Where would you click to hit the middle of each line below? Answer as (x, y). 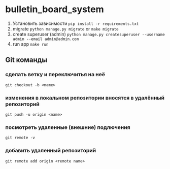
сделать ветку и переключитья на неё (55, 75)
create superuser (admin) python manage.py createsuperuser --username (89, 34)
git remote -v (20, 138)
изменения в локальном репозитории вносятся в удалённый (85, 97)
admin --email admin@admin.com (46, 39)
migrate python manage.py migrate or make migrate (65, 28)
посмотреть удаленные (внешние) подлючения (68, 127)
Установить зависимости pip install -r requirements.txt (76, 23)
